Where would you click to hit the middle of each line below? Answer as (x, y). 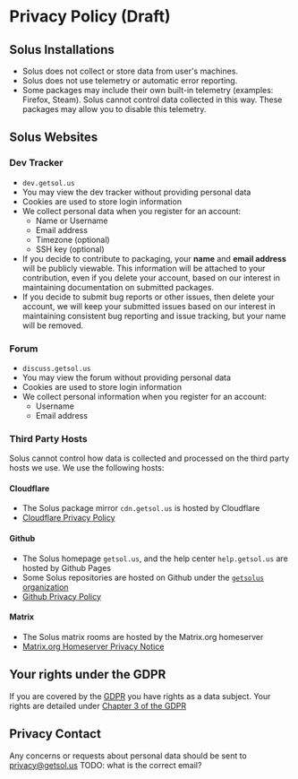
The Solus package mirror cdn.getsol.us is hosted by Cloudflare (141, 508)
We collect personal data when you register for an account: (132, 211)
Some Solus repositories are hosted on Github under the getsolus (143, 577)
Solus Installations (62, 50)
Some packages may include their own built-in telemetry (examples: (148, 90)
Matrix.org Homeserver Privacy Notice (93, 646)
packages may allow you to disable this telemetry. (114, 109)
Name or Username (72, 221)
